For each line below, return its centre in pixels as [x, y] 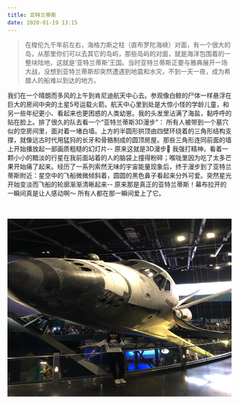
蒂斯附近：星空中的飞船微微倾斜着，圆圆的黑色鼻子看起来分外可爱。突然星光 [119, 175]
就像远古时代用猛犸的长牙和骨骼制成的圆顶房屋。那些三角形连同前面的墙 [126, 139]
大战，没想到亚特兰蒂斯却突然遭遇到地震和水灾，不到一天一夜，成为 [124, 71]
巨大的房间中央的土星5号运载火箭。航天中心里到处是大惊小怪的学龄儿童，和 [118, 104]
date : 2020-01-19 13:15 [43, 22]
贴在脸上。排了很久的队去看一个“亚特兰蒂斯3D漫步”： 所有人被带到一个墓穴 [118, 122]
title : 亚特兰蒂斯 [32, 15]
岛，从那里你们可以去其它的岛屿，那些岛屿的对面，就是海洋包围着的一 [128, 53]
